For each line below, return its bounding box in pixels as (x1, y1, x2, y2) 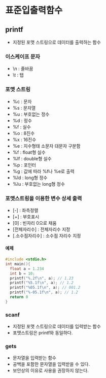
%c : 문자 (12, 98, 32, 105)
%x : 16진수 (12, 136, 37, 143)
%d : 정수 (12, 117, 32, 123)
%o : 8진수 (12, 130, 35, 136)
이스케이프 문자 (5, 53, 41, 60)
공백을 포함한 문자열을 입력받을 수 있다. (12, 361, 90, 367)
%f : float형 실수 (12, 149, 46, 155)
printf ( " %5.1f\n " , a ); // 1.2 (10, 280, 74, 286)
